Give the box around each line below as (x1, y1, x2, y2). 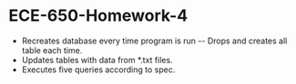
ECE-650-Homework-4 (8, 5, 189, 26)
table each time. (21, 44, 83, 55)
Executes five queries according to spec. (21, 64, 176, 75)
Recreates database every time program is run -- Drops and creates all (21, 35, 288, 46)
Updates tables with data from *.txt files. (21, 54, 174, 65)
